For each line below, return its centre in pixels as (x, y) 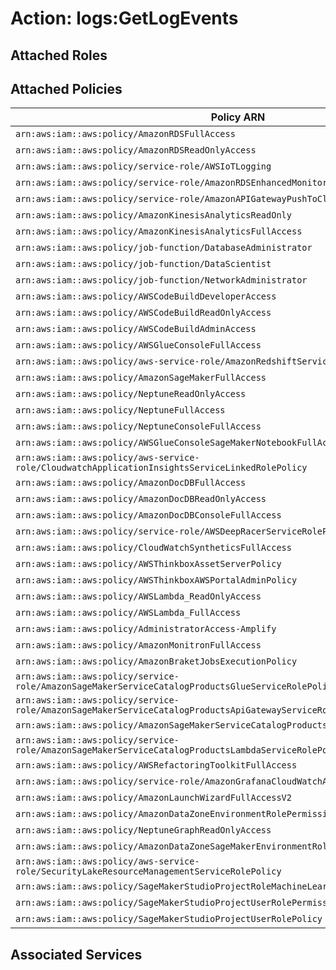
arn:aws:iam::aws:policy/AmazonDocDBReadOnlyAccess (141, 499)
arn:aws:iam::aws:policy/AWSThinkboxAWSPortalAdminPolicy (156, 580)
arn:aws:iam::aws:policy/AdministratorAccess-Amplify (146, 629)
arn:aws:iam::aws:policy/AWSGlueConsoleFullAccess (138, 345)
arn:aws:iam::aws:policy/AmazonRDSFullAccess (125, 134)
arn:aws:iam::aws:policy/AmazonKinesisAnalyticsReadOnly (153, 215)
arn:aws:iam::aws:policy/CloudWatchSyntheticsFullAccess (153, 548)
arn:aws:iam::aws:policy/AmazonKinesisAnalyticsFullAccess (159, 231)
